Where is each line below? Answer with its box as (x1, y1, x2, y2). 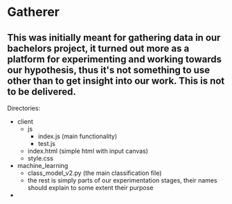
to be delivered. (7, 86, 76, 98)
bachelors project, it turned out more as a (7, 42, 190, 54)
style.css (27, 154, 54, 163)
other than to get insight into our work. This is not (7, 75, 225, 86)
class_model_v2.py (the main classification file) (27, 169, 162, 177)
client (17, 118, 33, 125)
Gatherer (7, 4, 60, 20)
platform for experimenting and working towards (7, 53, 222, 65)
